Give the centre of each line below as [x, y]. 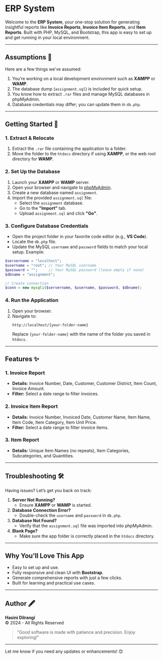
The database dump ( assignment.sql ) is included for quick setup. [77, 89]
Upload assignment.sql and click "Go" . [58, 213]
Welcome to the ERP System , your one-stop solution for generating [72, 22]
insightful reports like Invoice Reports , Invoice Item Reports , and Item [75, 27]
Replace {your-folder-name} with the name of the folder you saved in [81, 334]
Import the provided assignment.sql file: [52, 198]
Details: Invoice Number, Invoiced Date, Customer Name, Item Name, [81, 417]
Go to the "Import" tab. [43, 208]
